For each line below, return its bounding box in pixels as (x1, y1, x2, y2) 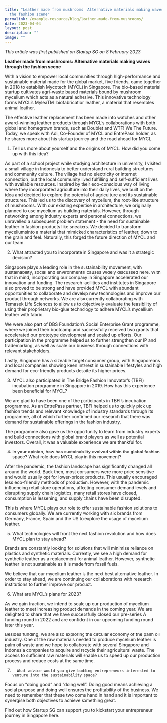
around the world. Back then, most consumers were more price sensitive (5, 468, 154, 475)
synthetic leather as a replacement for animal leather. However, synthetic (5, 555, 155, 562)
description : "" (5, 30, 39, 35)
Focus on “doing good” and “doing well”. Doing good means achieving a (5, 681, 153, 687)
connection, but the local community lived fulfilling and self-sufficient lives (5, 176, 158, 182)
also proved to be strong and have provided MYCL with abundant (5, 285, 139, 291)
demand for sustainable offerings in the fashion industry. (5, 419, 121, 425)
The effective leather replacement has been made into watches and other (5, 114, 156, 120)
